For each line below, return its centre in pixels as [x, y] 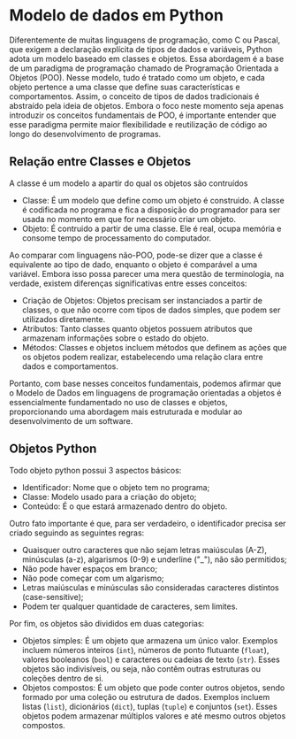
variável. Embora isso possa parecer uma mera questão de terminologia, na [147, 273]
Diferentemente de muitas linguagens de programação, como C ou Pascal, [145, 40]
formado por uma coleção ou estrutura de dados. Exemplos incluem [146, 697]
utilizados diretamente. [64, 319]
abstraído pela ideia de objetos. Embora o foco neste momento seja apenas [147, 105]
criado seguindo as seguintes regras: [77, 533]
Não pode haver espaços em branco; [89, 568]
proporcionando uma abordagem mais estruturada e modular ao [126, 412]
